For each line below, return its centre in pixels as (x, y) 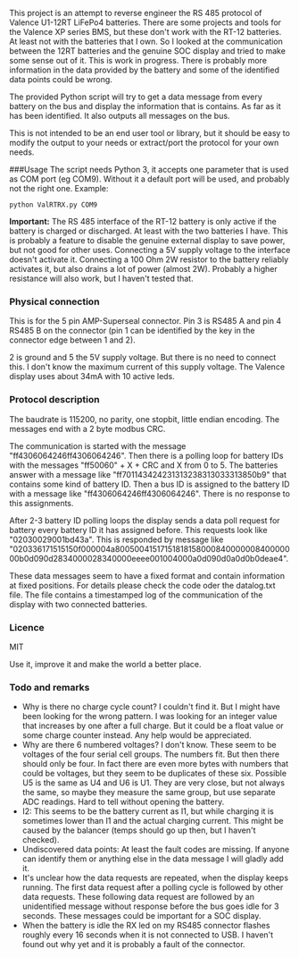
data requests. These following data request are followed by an (138, 897)
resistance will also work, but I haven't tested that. (101, 278)
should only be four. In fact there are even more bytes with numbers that (155, 764)
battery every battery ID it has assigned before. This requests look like (138, 530)
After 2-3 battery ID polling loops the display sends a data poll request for (145, 520)
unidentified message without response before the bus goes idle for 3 (150, 906)
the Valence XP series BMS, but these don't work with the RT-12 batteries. (145, 32)
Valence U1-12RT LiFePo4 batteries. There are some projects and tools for (145, 22)
